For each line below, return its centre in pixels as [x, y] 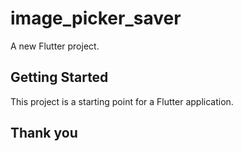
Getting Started [59, 77]
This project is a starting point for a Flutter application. [122, 101]
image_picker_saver [96, 18]
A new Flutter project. [55, 46]
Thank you [44, 133]
